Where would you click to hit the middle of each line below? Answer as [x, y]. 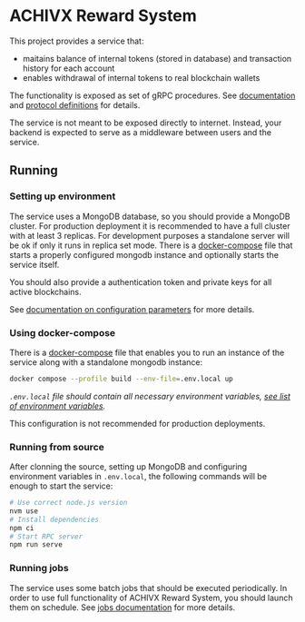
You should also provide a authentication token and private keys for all [141, 281]
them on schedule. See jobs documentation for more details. [123, 607]
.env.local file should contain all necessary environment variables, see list [150, 396]
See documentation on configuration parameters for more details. [132, 309]
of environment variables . [58, 406]
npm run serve [36, 545]
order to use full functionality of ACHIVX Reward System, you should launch [151, 597]
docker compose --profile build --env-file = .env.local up [121, 379]
